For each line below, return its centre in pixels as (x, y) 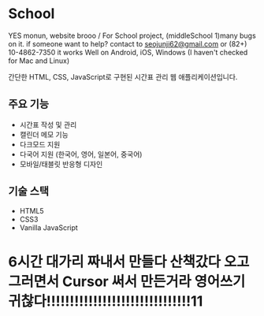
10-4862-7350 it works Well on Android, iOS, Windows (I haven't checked (128, 52)
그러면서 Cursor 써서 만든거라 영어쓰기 (127, 281)
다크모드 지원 (40, 144)
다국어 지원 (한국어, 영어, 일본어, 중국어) (81, 154)
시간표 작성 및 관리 (48, 125)
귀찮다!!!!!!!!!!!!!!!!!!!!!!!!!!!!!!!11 (106, 301)
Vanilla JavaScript (49, 227)
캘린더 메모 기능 (44, 134)
